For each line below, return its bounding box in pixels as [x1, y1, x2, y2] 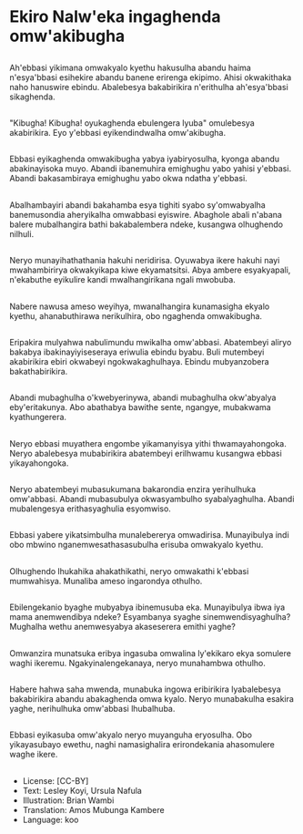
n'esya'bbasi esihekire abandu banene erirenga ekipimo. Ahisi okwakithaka [9, 71, 292, 83]
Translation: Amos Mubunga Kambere [22, 804, 166, 815]
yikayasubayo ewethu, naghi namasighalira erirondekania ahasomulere [9, 739, 276, 750]
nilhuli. [9, 228, 35, 239]
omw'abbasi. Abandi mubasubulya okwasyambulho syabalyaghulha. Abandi [9, 494, 295, 505]
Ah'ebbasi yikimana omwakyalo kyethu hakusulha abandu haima [9, 62, 252, 73]
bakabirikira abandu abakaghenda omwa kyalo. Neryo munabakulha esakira [9, 694, 294, 705]
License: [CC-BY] [22, 775, 89, 786]
